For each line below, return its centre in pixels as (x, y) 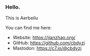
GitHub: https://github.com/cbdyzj (49, 43)
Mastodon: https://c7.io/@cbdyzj (47, 48)
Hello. (13, 7)
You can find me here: (29, 28)
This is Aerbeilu (22, 18)
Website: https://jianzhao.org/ (44, 38)
